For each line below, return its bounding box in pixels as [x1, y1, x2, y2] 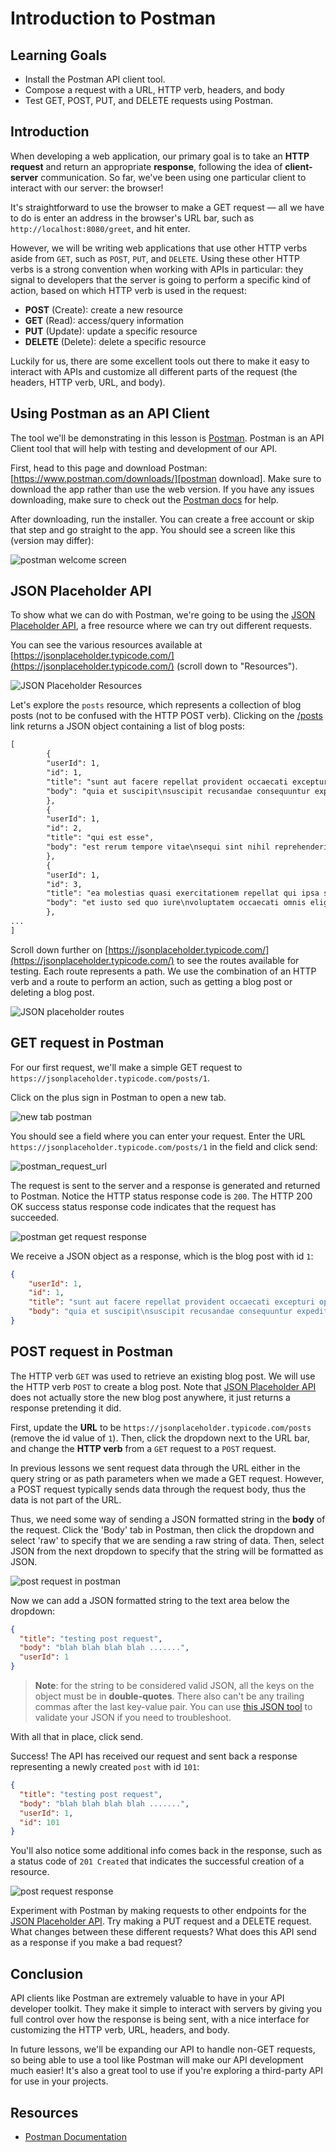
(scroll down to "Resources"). [176, 660, 298, 672]
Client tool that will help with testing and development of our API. [10, 442, 278, 454]
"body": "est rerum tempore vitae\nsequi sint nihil [46, 842, 271, 852]
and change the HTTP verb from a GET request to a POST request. [10, 1442, 277, 1454]
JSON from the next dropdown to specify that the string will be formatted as [10, 1545, 324, 1557]
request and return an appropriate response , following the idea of [10, 160, 283, 172]
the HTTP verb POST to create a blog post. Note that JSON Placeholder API [10, 1380, 317, 1392]
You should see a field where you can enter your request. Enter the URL [10, 1130, 306, 1142]
